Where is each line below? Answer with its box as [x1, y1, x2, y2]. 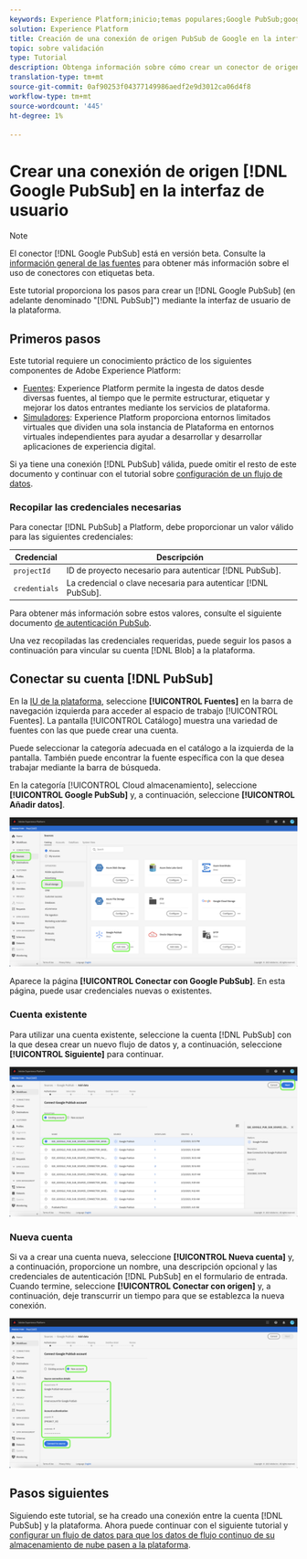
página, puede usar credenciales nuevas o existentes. [9, 985, 213, 996]
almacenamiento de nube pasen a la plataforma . [9, 1539, 191, 1550]
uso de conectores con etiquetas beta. [9, 268, 155, 279]
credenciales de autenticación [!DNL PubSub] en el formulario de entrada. [9, 1270, 288, 1281]
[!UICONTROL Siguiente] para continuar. [9, 1048, 164, 1059]
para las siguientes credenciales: [9, 531, 134, 543]
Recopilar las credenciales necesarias [9, 501, 182, 514]
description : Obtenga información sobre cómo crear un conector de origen [9, 63, 301, 72]
